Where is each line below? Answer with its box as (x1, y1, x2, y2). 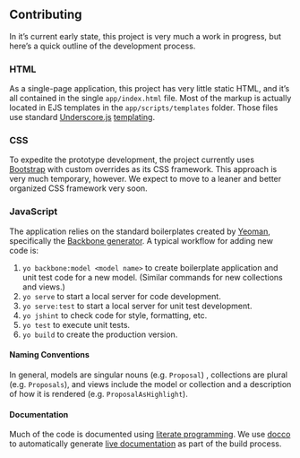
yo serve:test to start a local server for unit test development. (21, 300, 253, 311)
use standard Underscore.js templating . (9, 112, 155, 123)
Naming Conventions (9, 350, 90, 360)
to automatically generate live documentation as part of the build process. (9, 438, 282, 449)
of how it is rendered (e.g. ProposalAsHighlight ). (9, 388, 188, 399)
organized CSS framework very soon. (9, 183, 148, 194)
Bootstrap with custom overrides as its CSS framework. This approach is (9, 164, 278, 175)
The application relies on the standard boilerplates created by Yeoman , (9, 226, 270, 237)
